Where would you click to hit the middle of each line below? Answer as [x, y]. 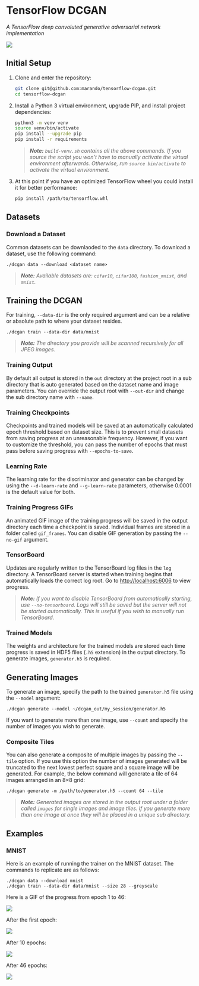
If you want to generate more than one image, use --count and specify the [97, 720]
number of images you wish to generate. [56, 726]
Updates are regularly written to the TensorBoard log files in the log [89, 568]
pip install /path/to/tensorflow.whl [61, 199]
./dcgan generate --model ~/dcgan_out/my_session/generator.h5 [86, 709]
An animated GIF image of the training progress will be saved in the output [97, 520]
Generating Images [42, 677]
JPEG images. [38, 350]
